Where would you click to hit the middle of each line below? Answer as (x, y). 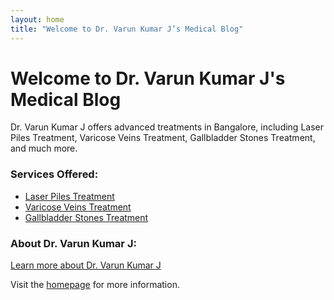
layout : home (37, 19)
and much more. (44, 148)
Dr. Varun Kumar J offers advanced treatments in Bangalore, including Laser (167, 127)
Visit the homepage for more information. (95, 285)
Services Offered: (54, 174)
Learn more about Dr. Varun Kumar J (86, 265)
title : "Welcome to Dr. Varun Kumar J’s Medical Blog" (127, 29)
